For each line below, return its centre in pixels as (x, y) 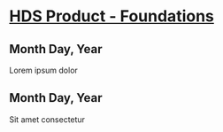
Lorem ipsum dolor (43, 70)
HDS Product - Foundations (112, 16)
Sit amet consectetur (47, 119)
